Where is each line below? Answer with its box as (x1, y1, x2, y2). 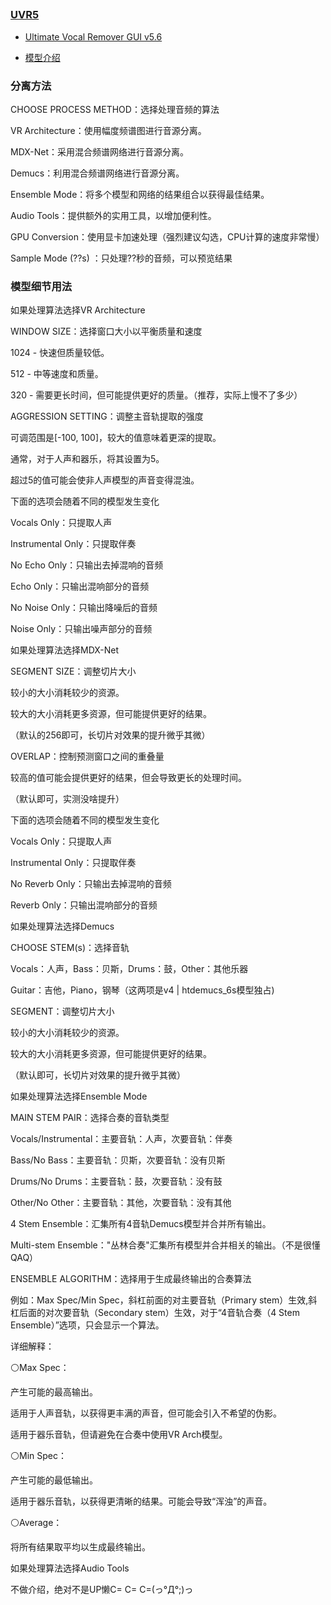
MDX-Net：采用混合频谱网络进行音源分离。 (10, 146, 190, 158)
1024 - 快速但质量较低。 (10, 347, 110, 359)
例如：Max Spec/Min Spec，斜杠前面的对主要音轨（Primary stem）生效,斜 (10, 1294, 318, 1306)
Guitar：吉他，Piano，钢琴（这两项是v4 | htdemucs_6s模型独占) (10, 984, 275, 996)
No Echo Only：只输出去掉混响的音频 (10, 559, 164, 571)
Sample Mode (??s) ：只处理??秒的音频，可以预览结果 (10, 252, 233, 264)
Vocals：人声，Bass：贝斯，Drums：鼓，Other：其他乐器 (10, 963, 249, 975)
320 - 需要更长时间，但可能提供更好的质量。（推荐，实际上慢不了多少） (10, 389, 303, 401)
